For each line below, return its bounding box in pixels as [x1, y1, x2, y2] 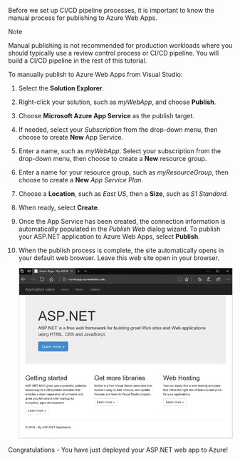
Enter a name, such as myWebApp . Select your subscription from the [18, 147, 221, 155]
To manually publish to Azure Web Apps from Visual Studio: [8, 71, 183, 78]
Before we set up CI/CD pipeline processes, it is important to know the [8, 6, 214, 14]
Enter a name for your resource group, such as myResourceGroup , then [18, 168, 229, 177]
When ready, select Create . [18, 203, 100, 212]
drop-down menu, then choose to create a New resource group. [18, 155, 207, 162]
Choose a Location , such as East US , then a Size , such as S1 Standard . [18, 190, 229, 198]
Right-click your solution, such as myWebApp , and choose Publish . [18, 98, 216, 106]
